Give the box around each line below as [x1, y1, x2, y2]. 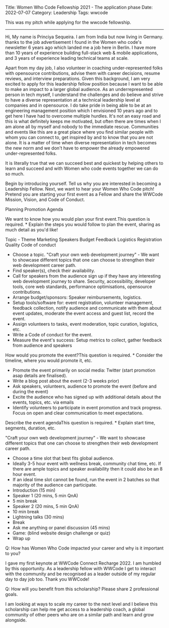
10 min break [12, 509, 39, 514]
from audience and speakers [12, 342, 72, 348]
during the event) [12, 389, 49, 394]
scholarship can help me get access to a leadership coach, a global [5, 606, 145, 612]
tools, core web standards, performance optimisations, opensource [12, 284, 152, 290]
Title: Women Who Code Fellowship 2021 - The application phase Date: [5, 5, 153, 10]
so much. [5, 171, 25, 176]
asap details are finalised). [12, 373, 67, 379]
